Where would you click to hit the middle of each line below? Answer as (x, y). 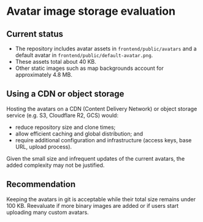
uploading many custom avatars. (48, 212)
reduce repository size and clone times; (65, 127)
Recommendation (41, 184)
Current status (35, 34)
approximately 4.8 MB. (44, 75)
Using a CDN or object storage (65, 94)
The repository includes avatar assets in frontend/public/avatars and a (106, 48)
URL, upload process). (44, 147)
